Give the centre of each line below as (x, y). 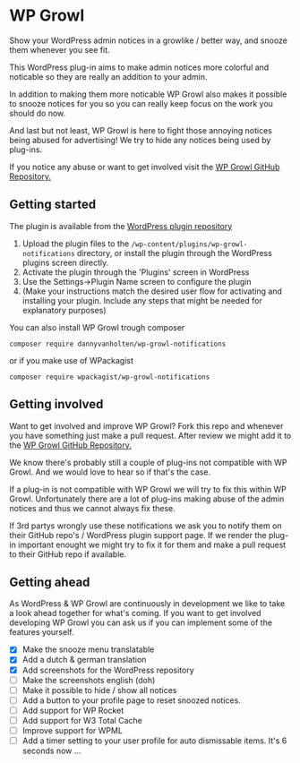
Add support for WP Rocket (73, 710)
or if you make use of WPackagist (72, 360)
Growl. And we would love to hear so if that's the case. (110, 472)
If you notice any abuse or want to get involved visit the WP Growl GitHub (145, 167)
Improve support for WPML (73, 730)
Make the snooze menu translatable (88, 649)
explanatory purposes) (64, 310)
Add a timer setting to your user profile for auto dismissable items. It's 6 (154, 741)
